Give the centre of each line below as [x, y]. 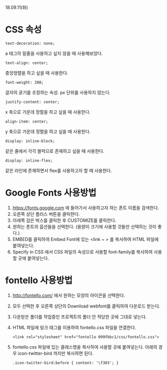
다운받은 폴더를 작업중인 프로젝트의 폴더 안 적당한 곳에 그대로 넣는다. [79, 317]
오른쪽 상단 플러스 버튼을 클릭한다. [46, 214]
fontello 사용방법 [39, 281]
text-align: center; [27, 63]
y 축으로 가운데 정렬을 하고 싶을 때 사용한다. [48, 131]
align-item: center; [27, 121]
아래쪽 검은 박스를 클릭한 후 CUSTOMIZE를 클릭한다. [64, 220]
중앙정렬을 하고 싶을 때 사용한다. [37, 73]
